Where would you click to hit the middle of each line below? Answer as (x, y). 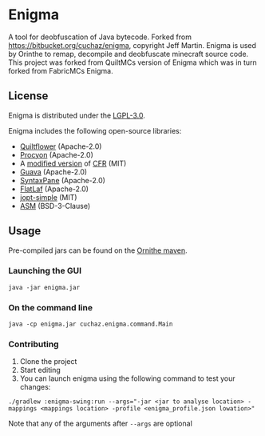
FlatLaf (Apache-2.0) (54, 189)
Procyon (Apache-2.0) (56, 154)
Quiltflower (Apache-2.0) (61, 146)
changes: (35, 387)
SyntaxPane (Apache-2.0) (63, 180)
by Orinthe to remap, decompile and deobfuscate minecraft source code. (129, 54)
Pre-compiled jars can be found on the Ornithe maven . (98, 250)
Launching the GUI (45, 271)
